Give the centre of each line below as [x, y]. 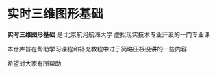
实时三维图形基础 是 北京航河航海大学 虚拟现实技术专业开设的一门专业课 [108, 34]
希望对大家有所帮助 [34, 63]
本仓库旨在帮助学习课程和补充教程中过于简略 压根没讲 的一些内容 [97, 49]
